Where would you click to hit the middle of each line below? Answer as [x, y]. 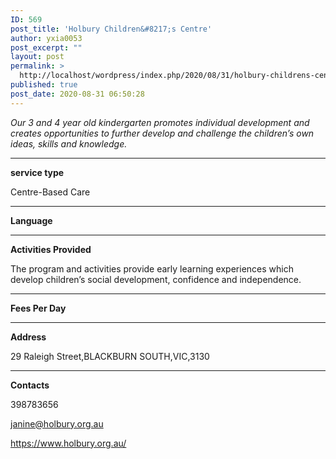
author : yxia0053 [46, 38]
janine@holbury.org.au [57, 423]
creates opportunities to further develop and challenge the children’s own [162, 133]
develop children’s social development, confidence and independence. [156, 279]
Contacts [30, 385]
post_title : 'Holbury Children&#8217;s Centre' [111, 29]
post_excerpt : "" [46, 47]
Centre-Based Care [50, 192]
